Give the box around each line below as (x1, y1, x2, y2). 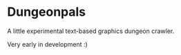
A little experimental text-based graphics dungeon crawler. (7, 27, 175, 35)
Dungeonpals (7, 4, 86, 20)
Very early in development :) (7, 40, 88, 48)
